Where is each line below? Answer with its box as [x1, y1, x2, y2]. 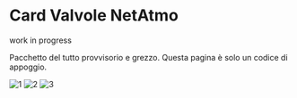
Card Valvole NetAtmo [9, 5, 179, 26]
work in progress [9, 35, 72, 45]
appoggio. [9, 61, 48, 72]
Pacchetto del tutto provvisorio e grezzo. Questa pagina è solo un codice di [9, 52, 289, 62]
